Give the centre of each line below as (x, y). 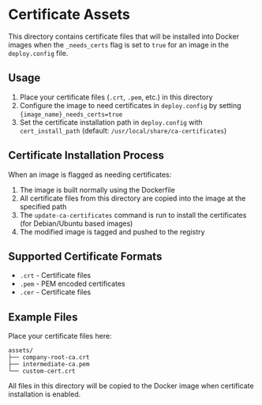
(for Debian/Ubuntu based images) (76, 223)
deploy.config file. (38, 53)
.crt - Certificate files (55, 276)
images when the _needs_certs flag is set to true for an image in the (118, 44)
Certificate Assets (69, 15)
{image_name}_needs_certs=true (71, 114)
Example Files (43, 317)
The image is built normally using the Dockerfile (97, 189)
